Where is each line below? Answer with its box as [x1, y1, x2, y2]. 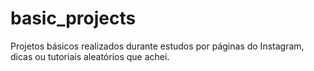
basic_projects [10, 7, 137, 30]
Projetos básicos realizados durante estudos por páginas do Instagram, [10, 40, 305, 52]
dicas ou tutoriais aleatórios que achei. [10, 50, 170, 62]
